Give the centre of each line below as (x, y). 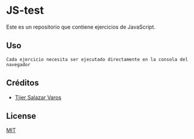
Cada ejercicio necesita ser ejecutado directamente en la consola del (97, 59)
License (21, 116)
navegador (19, 64)
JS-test (25, 10)
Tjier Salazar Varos (38, 97)
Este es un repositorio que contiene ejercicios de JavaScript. (81, 27)
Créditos (23, 83)
